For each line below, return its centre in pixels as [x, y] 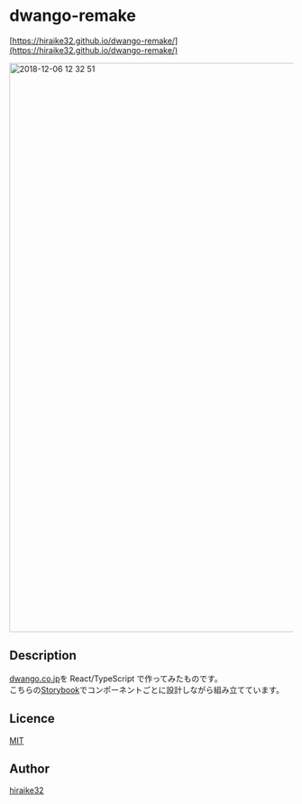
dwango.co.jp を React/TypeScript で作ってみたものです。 [116, 679]
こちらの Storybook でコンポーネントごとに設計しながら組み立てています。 [146, 689]
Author [29, 768]
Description [43, 656]
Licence [32, 719]
